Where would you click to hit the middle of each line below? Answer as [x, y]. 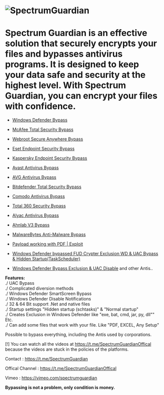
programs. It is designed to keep [72, 65]
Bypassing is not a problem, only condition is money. [60, 388]
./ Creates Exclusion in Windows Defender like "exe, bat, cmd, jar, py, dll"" [80, 315]
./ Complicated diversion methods [39, 289]
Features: [15, 278]
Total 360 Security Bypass [39, 206]
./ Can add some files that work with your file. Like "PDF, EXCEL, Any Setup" [82, 325]
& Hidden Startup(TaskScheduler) [46, 259]
